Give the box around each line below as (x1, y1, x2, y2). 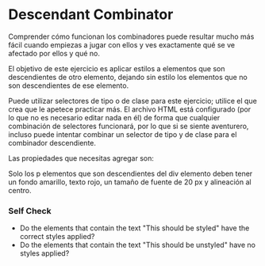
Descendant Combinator (8, 6, 174, 24)
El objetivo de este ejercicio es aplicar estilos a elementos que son (8, 63, 225, 73)
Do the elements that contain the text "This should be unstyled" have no (19, 240, 256, 250)
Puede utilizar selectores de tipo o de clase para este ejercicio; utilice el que (8, 96, 258, 105)
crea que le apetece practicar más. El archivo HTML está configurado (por (8, 104, 252, 114)
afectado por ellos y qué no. (8, 48, 101, 58)
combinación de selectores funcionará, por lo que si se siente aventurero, (8, 121, 249, 131)
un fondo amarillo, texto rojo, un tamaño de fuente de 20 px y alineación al (8, 177, 252, 187)
